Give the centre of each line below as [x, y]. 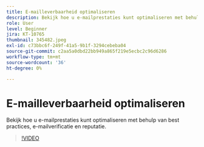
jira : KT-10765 [25, 34]
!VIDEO [30, 138]
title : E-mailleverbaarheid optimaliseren [61, 12]
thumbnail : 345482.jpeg [36, 40]
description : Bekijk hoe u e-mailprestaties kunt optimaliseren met [95, 18]
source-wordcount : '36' [36, 62]
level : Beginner [27, 29]
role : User [20, 23]
